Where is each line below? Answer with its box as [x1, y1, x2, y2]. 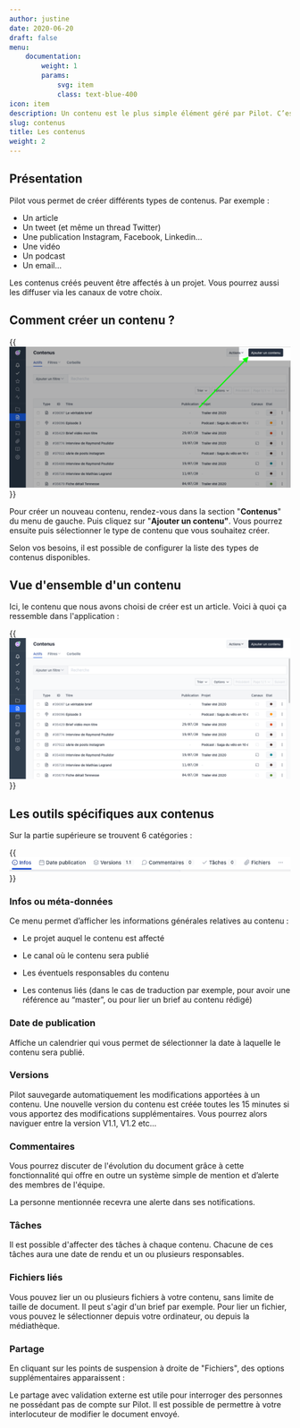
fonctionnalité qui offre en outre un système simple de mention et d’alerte [9, 1170, 279, 1181]
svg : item [56, 81, 94, 89]
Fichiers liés [9, 1271, 63, 1284]
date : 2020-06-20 [9, 23, 74, 33]
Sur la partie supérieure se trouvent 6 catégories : [9, 830, 193, 841]
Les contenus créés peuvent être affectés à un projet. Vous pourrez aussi [9, 277, 279, 288]
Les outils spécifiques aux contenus [9, 806, 214, 821]
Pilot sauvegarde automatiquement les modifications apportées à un [9, 1089, 261, 1100]
